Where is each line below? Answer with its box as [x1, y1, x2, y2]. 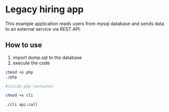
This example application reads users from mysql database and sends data [5, 20, 164, 27]
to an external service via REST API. [5, 26, 81, 32]
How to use [5, 41, 42, 50]
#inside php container [5, 83, 54, 89]
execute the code [12, 60, 50, 66]
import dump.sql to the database [12, 54, 82, 60]
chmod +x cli [5, 93, 33, 98]
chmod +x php [5, 70, 33, 75]
